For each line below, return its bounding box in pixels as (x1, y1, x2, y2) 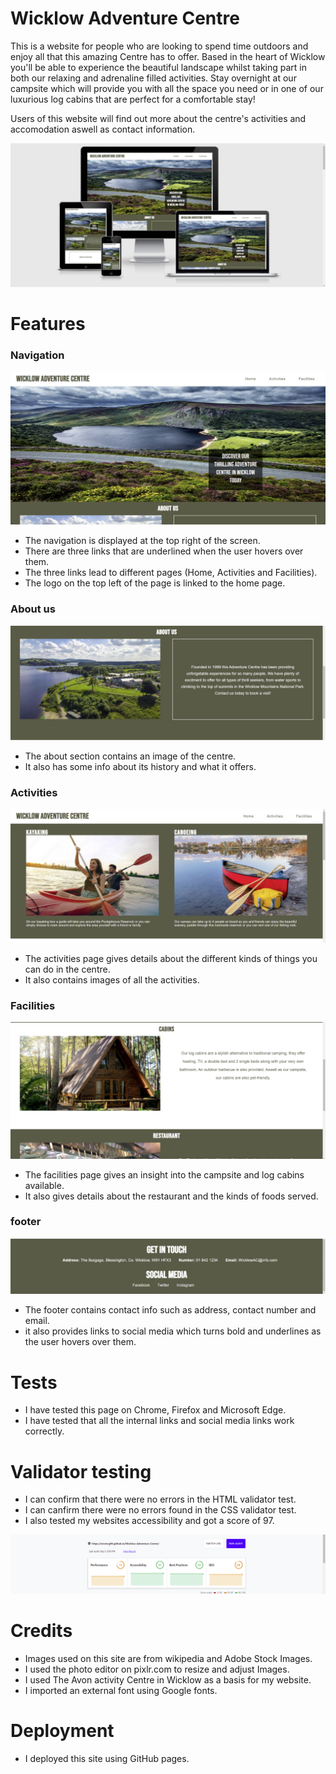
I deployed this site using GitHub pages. (24, 1752, 190, 1764)
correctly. (24, 1425, 65, 1437)
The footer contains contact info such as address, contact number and (24, 1304, 317, 1316)
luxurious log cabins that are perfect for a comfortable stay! (10, 93, 256, 105)
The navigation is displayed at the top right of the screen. (24, 535, 261, 547)
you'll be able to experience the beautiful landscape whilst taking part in (10, 61, 308, 73)
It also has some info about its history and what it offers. (24, 760, 257, 772)
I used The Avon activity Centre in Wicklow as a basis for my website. (24, 1673, 312, 1686)
